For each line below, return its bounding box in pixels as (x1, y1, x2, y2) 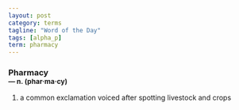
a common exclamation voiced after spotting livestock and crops (19, 93, 232, 103)
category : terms (8, 19, 62, 27)
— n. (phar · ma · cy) (8, 77, 67, 86)
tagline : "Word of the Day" (8, 26, 102, 34)
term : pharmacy (8, 41, 59, 49)
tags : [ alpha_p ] (8, 33, 62, 42)
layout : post (8, 11, 52, 20)
